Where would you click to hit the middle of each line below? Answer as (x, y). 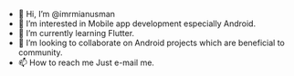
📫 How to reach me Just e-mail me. (86, 62)
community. (40, 52)
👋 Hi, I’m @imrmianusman (67, 14)
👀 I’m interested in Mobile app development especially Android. (137, 24)
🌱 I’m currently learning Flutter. (76, 33)
